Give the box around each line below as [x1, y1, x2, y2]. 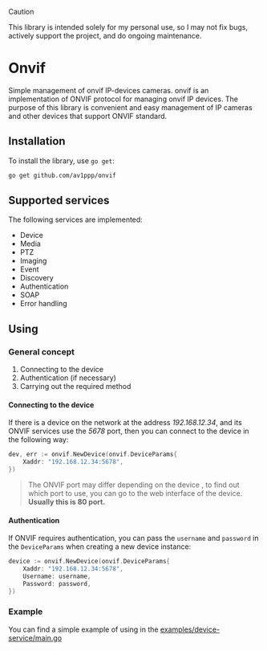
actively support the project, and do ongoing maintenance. [8, 31, 202, 40]
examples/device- [160, 624, 220, 634]
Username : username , [22, 572, 91, 580]
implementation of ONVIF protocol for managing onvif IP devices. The [8, 94, 239, 104]
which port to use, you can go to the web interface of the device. [27, 488, 243, 497]
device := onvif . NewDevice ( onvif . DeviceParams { [8, 558, 171, 566]
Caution [8, 7, 34, 16]
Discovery [19, 273, 54, 283]
